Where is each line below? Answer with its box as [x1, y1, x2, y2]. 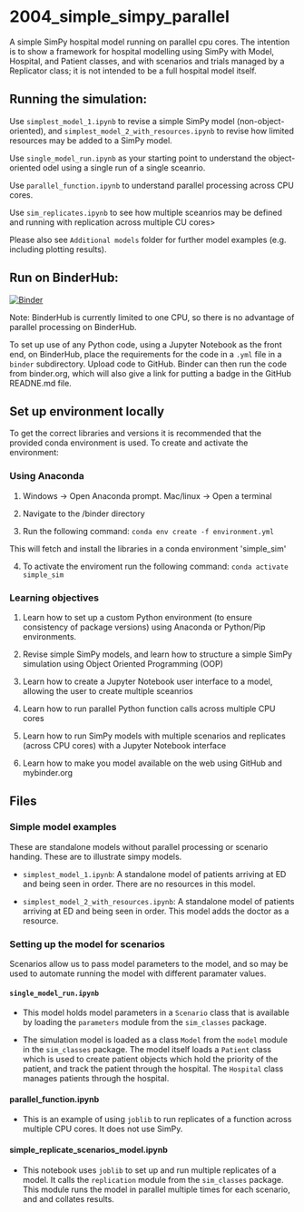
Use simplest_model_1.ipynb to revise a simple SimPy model [9, 115, 235, 126]
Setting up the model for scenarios [9, 937, 165, 950]
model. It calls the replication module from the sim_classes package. [22, 1174, 284, 1185]
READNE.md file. [9, 377, 73, 388]
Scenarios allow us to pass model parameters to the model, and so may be [9, 958, 289, 969]
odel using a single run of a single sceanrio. [42, 161, 206, 173]
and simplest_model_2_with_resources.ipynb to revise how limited [47, 125, 295, 136]
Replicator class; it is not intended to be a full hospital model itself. [9, 65, 257, 76]
